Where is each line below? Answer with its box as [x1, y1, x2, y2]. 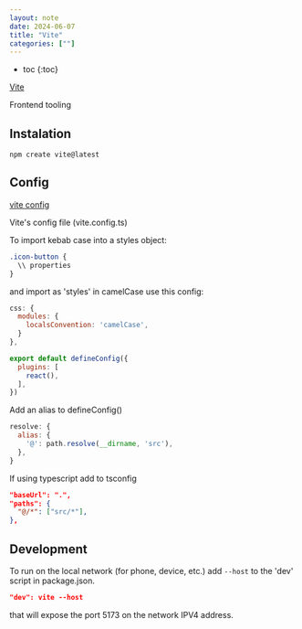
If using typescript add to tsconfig [9, 473, 137, 484]
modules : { [17, 312, 59, 321]
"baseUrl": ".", [9, 490, 71, 499]
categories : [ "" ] [9, 38, 76, 48]
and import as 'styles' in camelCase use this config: [9, 285, 204, 297]
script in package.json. [9, 575, 96, 586]
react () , [26, 371, 59, 380]
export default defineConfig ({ [9, 354, 129, 363]
